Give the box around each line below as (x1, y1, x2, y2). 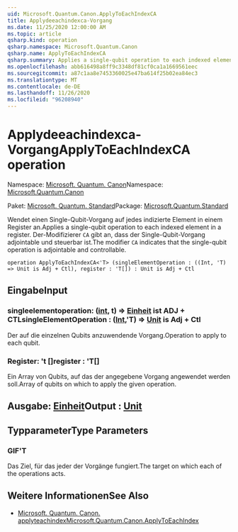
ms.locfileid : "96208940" (7, 96, 84, 104)
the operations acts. (7, 470, 66, 477)
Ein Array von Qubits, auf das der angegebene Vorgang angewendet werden (7, 372, 231, 380)
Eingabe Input (7, 284, 68, 297)
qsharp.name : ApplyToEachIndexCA (7, 50, 106, 57)
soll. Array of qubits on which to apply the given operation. (7, 379, 177, 388)
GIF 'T (7, 445, 27, 455)
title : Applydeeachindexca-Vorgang (7, 17, 113, 24)
